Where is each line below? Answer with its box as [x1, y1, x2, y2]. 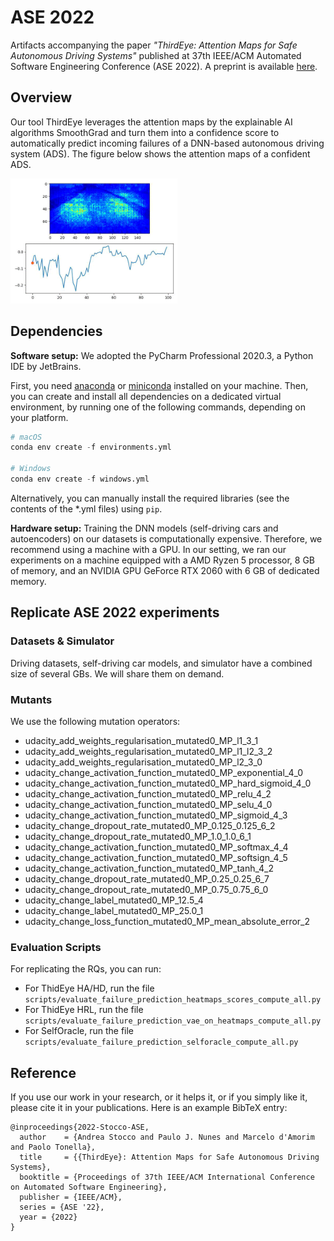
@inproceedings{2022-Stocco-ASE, [10, 1122, 150, 1133]
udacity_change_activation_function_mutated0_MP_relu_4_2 [24, 787, 272, 800]
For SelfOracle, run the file [24, 1025, 135, 1037]
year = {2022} [19, 1212, 78, 1223]
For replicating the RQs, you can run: [10, 963, 162, 975]
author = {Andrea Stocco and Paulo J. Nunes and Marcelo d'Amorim [19, 1132, 315, 1143]
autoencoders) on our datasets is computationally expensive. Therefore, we [10, 532, 323, 545]
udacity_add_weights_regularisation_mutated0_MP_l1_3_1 [24, 734, 259, 746]
